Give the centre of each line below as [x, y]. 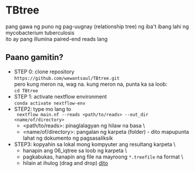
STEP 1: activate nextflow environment [60, 96]
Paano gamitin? [35, 57]
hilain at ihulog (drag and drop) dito [65, 163]
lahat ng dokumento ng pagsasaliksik [68, 138]
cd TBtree [26, 91]
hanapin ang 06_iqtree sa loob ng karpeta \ [75, 150]
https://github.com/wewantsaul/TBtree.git [67, 78]
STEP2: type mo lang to [43, 109]
